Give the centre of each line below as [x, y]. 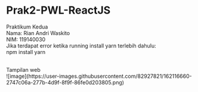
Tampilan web [23, 69]
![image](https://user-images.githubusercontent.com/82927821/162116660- [99, 76]
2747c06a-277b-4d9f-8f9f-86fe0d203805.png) [65, 82]
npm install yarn [26, 52]
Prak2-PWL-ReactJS [58, 10]
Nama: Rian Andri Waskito [38, 33]
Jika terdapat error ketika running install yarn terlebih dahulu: [81, 46]
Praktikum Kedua [27, 27]
